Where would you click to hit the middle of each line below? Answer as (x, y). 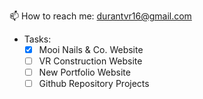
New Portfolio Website (84, 72)
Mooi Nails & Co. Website (91, 49)
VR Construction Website (90, 61)
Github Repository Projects (94, 84)
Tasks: (37, 39)
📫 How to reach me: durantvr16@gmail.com (100, 16)
